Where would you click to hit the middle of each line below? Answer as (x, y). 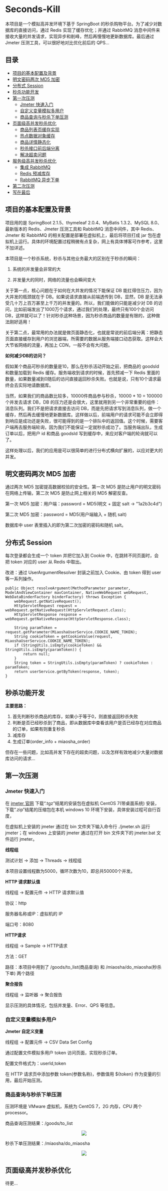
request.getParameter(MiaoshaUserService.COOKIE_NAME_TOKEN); (71, 632)
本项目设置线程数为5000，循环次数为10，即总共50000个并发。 (70, 871)
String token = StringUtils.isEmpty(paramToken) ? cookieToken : (84, 663)
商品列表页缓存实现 (40, 129)
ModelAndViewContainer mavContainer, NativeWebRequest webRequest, (77, 593)
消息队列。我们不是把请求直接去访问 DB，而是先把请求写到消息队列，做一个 (83, 408)
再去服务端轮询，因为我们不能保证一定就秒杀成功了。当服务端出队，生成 (88, 427)
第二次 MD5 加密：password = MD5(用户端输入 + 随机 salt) (66, 514)
